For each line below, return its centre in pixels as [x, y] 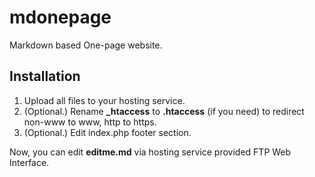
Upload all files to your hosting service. [104, 100]
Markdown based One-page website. [86, 45]
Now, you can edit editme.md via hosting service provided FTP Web [150, 152]
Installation [45, 76]
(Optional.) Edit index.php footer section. [107, 132]
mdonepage [60, 17]
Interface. [29, 162]
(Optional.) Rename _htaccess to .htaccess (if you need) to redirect [164, 111]
